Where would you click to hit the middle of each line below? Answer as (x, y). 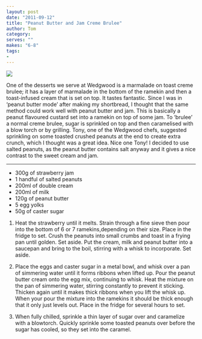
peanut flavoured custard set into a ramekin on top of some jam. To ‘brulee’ (99, 117)
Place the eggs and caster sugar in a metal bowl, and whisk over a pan (103, 266)
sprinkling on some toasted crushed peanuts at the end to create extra (93, 136)
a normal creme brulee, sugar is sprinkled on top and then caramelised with (100, 123)
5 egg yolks (29, 205)
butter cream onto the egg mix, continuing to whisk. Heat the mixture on (104, 279)
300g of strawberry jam (44, 173)
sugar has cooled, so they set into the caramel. (73, 329)
